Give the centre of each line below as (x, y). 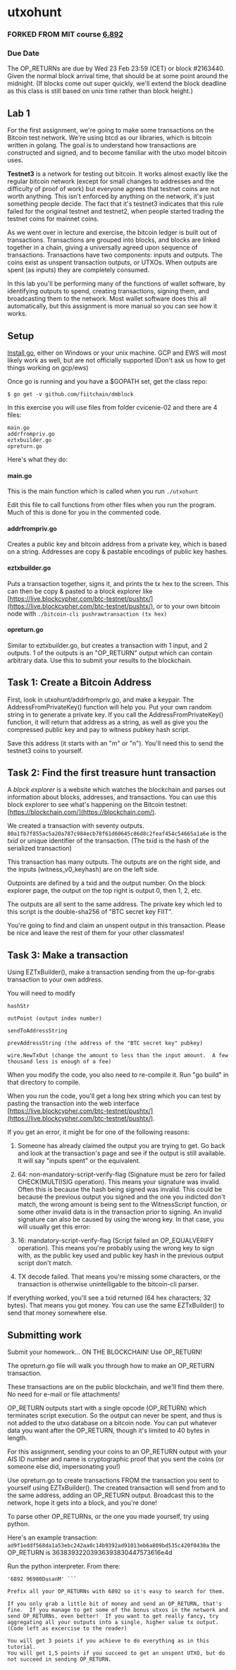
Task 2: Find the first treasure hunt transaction (112, 773)
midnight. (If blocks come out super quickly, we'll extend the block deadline (117, 84)
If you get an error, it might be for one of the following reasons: (99, 1132)
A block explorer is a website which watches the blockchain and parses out (117, 790)
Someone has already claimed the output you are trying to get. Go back (121, 1146)
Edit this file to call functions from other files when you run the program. (112, 505)
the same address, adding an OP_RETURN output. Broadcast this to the (111, 1495)
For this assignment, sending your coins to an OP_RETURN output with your (117, 1452)
